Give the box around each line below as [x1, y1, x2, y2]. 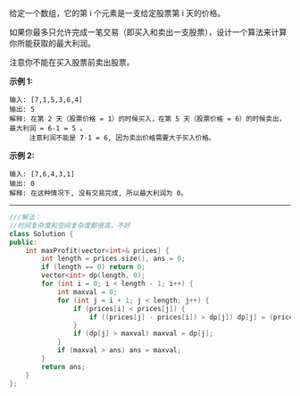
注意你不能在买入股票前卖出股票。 [9, 57, 135, 67]
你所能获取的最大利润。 [9, 38, 96, 48]
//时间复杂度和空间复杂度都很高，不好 [9, 221, 131, 230]
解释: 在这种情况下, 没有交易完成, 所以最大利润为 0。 [9, 189, 187, 198]
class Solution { [9, 229, 74, 239]
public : [9, 238, 38, 247]
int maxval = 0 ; [56, 287, 118, 297]
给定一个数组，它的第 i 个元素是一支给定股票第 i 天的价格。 [9, 8, 226, 18]
